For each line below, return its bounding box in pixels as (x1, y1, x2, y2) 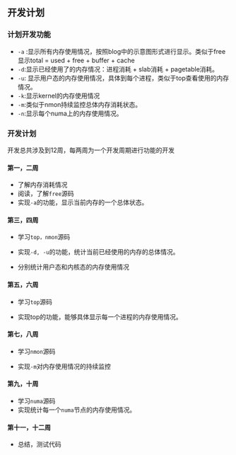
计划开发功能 (7, 30, 52, 40)
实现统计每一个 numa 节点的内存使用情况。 (17, 405, 136, 414)
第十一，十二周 (7, 423, 51, 432)
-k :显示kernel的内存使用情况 (17, 91, 100, 100)
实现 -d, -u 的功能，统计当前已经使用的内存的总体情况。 (17, 248, 179, 256)
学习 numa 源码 (17, 397, 56, 405)
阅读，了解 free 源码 (17, 190, 74, 198)
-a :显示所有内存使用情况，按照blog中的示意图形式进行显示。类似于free (17, 47, 226, 55)
